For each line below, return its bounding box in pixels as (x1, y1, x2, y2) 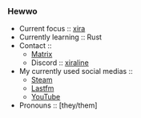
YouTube (30, 92, 61, 102)
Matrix (30, 50, 53, 59)
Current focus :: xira (18, 24, 86, 34)
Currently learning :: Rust (18, 32, 102, 42)
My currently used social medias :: (18, 67, 133, 76)
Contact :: (18, 41, 52, 51)
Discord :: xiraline (30, 58, 89, 67)
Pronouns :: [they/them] (18, 100, 98, 110)
